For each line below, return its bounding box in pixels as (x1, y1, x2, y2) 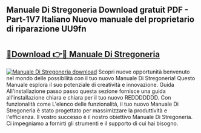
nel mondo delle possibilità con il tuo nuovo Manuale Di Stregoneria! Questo (6, 75, 196, 81)
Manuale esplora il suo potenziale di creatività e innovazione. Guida (6, 81, 174, 88)
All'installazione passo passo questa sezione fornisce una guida (6, 87, 166, 95)
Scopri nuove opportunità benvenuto (98, 68, 190, 75)
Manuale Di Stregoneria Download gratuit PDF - (6, 5, 189, 15)
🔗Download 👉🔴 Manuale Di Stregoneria (6, 49, 160, 60)
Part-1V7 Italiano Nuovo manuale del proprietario (6, 15, 195, 25)
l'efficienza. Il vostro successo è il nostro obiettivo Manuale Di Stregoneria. (6, 114, 193, 120)
